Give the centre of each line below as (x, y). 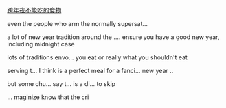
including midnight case (41, 44)
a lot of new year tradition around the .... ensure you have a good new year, (113, 37)
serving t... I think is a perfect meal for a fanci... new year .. (90, 71)
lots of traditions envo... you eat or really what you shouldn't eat (97, 57)
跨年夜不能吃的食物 (34, 10)
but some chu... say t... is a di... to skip (61, 84)
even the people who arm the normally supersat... (78, 24)
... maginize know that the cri (48, 97)
